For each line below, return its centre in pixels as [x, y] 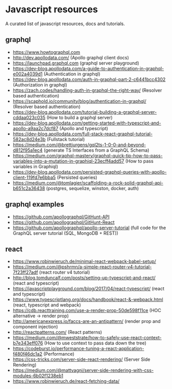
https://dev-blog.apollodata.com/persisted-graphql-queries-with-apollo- [90, 172]
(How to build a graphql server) [80, 117]
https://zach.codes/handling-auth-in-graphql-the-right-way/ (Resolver [87, 90]
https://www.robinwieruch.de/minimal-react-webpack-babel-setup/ [84, 261]
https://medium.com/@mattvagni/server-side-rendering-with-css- [83, 371]
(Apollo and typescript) [84, 128]
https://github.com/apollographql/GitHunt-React [63, 222]
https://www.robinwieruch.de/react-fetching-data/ [66, 381]
